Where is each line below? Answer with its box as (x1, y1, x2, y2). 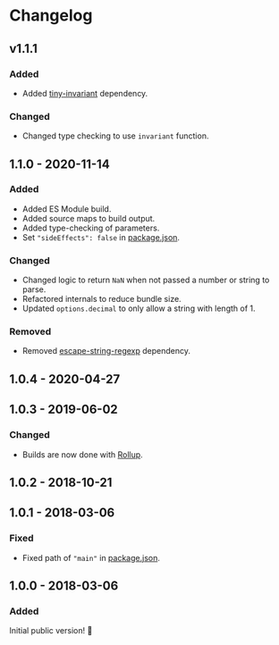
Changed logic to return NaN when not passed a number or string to (21, 274, 270, 286)
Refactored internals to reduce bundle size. (21, 294, 182, 305)
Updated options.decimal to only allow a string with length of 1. (21, 303, 257, 314)
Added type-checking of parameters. (21, 222, 160, 233)
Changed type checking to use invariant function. (21, 130, 209, 141)
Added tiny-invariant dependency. (21, 88, 148, 98)
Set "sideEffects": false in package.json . (21, 231, 181, 242)
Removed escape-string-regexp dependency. (21, 346, 190, 356)
